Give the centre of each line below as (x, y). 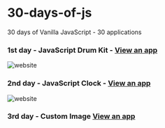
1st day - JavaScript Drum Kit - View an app (82, 50)
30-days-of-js (50, 13)
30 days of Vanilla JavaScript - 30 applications (74, 32)
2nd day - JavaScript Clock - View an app (79, 83)
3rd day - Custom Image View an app (71, 116)
